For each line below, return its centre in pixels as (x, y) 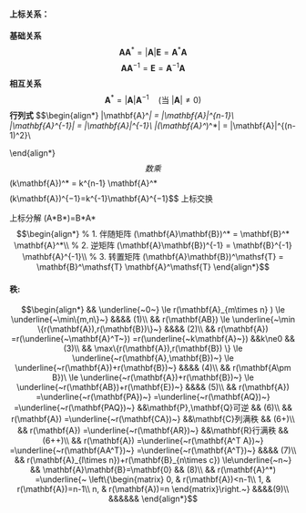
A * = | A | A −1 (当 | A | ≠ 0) (153, 98)
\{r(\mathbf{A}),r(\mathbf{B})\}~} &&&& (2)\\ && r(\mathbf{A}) (153, 329)
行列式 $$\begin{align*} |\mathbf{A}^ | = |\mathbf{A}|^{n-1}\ (122, 116)
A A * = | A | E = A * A (153, 51)
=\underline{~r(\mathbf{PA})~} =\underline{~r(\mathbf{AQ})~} (153, 397)
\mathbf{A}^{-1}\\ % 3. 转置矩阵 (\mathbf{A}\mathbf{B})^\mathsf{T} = (153, 257)
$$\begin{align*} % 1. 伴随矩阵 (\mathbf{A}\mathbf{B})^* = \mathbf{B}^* (153, 234)
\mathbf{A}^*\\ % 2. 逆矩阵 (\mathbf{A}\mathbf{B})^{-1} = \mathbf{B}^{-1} (153, 245)
